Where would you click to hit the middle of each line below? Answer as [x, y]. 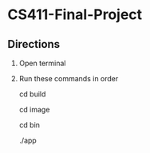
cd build [32, 94]
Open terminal [42, 63]
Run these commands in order [69, 78]
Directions [34, 44]
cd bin [30, 125]
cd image [34, 110]
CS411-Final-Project [75, 15]
